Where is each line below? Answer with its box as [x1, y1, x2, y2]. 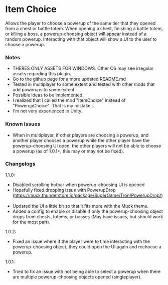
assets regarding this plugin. [12, 71, 71, 77]
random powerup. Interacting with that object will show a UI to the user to [5, 36, 157, 42]
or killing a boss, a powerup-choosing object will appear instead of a [5, 31, 147, 37]
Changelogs [5, 161, 36, 168]
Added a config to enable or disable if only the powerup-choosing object [12, 208, 163, 214]
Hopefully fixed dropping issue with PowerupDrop [12, 187, 116, 193]
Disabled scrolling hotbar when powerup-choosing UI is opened [12, 182, 145, 188]
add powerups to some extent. [12, 87, 76, 93]
